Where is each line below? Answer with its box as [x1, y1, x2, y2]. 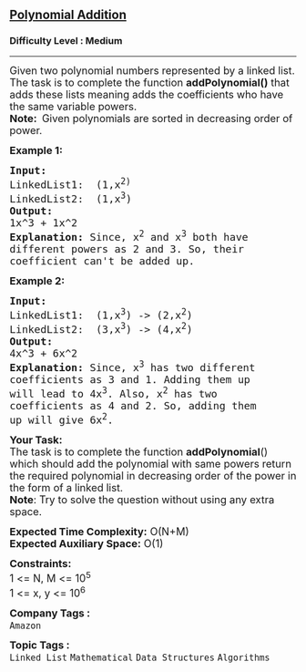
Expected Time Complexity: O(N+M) [9, 524, 189, 538]
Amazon [9, 620, 42, 632]
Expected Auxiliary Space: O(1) [9, 537, 164, 550]
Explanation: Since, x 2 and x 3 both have [9, 228, 249, 243]
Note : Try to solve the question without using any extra [9, 492, 275, 506]
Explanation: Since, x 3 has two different [9, 358, 256, 374]
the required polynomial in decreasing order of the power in [9, 469, 297, 482]
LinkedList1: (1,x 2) [9, 175, 132, 191]
